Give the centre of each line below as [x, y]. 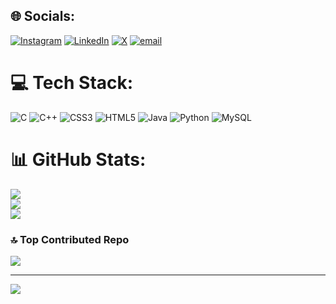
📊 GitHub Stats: [78, 159]
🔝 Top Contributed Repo [70, 239]
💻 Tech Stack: [72, 83]
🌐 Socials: [43, 16]
